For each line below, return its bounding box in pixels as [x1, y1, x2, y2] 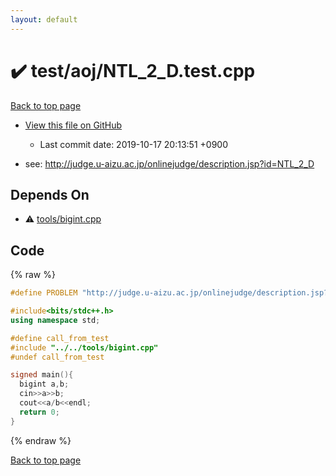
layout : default [10, 14, 78, 25]
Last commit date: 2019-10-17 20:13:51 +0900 [39, 138, 228, 150]
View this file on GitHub [24, 119, 123, 131]
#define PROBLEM [10, 288, 78, 298]
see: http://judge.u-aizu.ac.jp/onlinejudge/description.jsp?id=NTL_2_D [24, 157, 315, 170]
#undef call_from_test [10, 352, 105, 362]
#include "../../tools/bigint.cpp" [10, 342, 159, 353]
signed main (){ [10, 370, 74, 380]
